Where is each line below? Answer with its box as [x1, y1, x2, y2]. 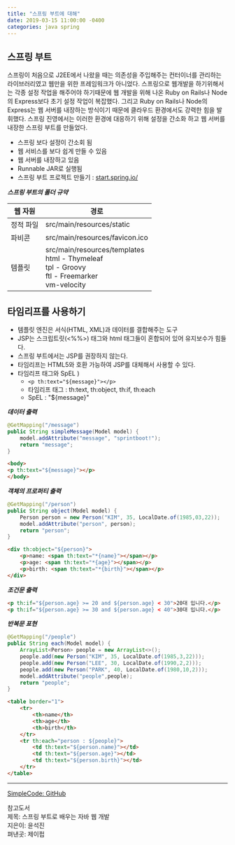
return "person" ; [20, 526, 71, 534]
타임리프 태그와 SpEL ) [17, 369, 80, 377]
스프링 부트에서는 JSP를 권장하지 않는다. [17, 351, 128, 360]
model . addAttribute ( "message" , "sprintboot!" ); [20, 435, 161, 442]
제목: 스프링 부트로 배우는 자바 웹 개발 [7, 812, 110, 820]
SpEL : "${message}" [27, 393, 90, 401]
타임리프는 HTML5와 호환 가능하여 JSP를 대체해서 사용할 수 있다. [17, 361, 196, 368]
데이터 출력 [7, 407, 37, 416]
